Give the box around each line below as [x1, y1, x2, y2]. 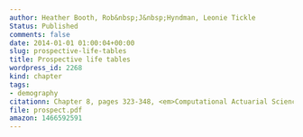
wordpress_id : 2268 [9, 64, 83, 73]
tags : [9, 80, 30, 89]
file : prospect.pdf [9, 105, 83, 114]
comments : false [9, 30, 70, 39]
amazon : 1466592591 [9, 114, 83, 123]
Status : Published [9, 22, 78, 31]
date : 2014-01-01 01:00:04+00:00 [9, 38, 135, 48]
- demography [9, 88, 59, 97]
